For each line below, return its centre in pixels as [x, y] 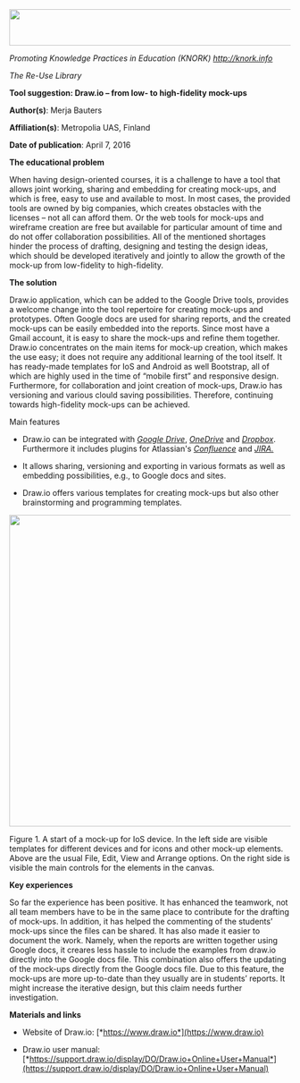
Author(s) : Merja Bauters [56, 110]
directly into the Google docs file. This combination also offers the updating [148, 959]
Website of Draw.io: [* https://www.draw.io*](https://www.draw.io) [143, 1032]
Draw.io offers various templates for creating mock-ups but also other [150, 493]
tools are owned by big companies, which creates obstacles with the [135, 208]
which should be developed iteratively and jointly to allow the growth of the [147, 256]
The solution [33, 282]
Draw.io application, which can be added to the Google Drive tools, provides [149, 300]
